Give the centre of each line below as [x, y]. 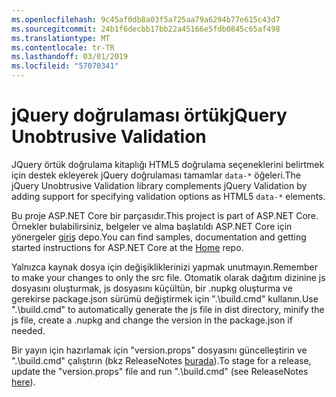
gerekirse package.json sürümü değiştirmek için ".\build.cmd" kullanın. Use [165, 298]
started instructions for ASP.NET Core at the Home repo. [127, 247]
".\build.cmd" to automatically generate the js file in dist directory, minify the [168, 309]
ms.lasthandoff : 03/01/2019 [70, 57]
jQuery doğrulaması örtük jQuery [149, 115]
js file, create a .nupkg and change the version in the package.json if [152, 320]
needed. [28, 330]
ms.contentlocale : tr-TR [63, 47]
